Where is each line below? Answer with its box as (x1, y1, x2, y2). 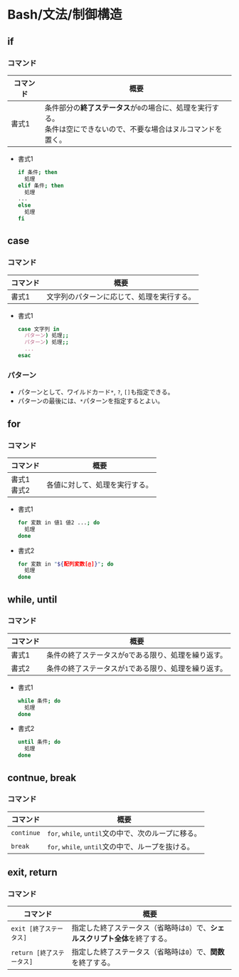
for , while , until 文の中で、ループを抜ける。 (47, 842, 194, 851)
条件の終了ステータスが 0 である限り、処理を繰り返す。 (46, 650, 228, 660)
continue (11, 829, 41, 837)
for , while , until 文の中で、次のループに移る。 (47, 828, 201, 838)
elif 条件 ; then (17, 182, 64, 189)
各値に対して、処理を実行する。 (46, 479, 153, 489)
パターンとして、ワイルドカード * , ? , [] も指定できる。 (17, 388, 174, 397)
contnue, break (7, 772, 77, 784)
